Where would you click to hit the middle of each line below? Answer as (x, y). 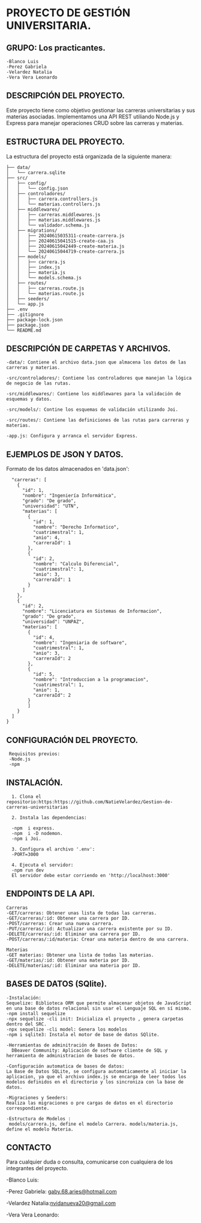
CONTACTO (29, 1147)
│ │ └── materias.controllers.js (53, 204)
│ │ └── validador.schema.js (48, 225)
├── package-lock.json (34, 320)
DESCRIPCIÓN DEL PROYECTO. (65, 96)
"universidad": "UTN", (50, 506)
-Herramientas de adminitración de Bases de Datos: (72, 1045)
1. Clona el (27, 797)
